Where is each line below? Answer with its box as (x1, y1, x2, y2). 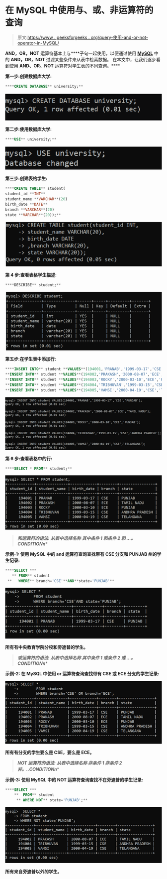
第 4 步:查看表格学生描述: (5, 272, 57, 278)
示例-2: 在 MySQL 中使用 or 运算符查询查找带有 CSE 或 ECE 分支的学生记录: (5, 671, 160, 677)
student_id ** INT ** (5, 191, 46, 197)
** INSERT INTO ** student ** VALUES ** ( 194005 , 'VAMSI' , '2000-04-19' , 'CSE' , (5, 387, 159, 392)
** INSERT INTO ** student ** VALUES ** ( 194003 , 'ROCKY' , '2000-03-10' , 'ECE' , (5, 377, 159, 382)
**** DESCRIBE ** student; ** (5, 282, 61, 287)
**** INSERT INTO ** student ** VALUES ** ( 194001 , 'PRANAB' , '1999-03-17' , (5, 367, 153, 372)
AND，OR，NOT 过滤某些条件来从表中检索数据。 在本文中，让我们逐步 (10, 56, 157, 62)
